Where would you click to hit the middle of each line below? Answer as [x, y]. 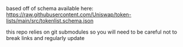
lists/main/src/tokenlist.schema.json [50, 21]
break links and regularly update [45, 38]
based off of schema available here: [50, 8]
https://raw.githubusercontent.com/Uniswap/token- [69, 15]
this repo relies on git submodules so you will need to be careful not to [91, 32]
